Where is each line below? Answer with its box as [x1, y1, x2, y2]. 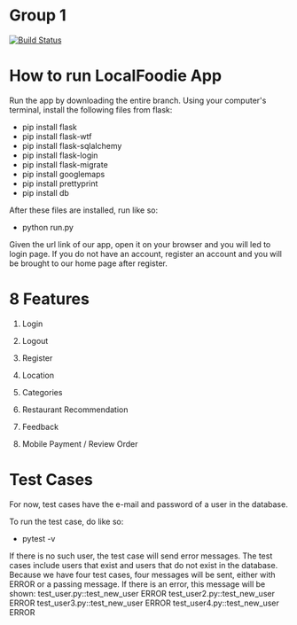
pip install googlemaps [21, 168, 106, 179]
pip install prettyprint [21, 178, 98, 189]
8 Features [9, 289, 90, 309]
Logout [21, 335, 49, 346]
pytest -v [21, 533, 56, 543]
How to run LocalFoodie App [9, 66, 223, 86]
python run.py [21, 222, 74, 232]
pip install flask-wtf [21, 130, 92, 142]
